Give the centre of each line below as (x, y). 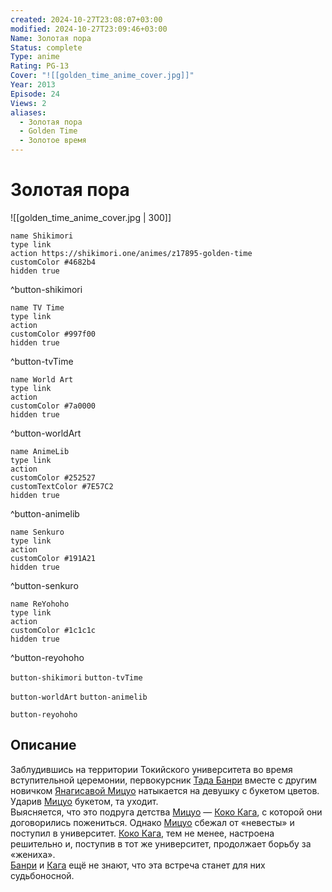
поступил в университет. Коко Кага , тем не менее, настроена (142, 833)
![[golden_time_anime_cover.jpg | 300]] (91, 217)
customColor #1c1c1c (53, 630)
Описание (43, 745)
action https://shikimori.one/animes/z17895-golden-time (131, 253)
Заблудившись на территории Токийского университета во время (151, 769)
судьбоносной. (42, 875)
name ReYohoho (40, 604)
